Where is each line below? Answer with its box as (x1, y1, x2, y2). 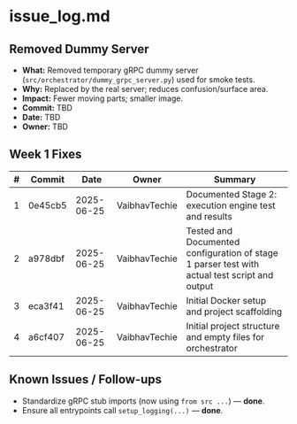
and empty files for (186, 330, 265, 343)
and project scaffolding (186, 305, 283, 318)
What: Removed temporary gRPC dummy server (21, 65, 199, 75)
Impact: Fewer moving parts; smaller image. (21, 93, 184, 104)
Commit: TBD (21, 103, 73, 112)
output (186, 280, 214, 292)
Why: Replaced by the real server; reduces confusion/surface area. (21, 84, 269, 94)
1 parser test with (186, 258, 260, 270)
